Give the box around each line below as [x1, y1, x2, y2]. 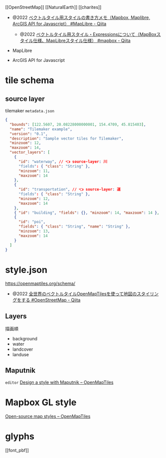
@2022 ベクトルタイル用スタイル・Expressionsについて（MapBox [19, 31, 157, 37]
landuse [12, 352, 29, 358]
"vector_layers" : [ [9, 150, 50, 155]
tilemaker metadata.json [5, 108, 55, 114]
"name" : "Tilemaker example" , [9, 127, 72, 132]
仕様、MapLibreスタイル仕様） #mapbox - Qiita [33, 37, 131, 43]
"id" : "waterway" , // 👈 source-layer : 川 [18, 159, 108, 164]
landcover [12, 346, 33, 352]
